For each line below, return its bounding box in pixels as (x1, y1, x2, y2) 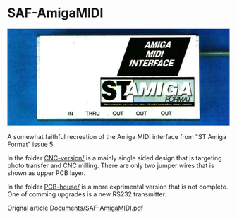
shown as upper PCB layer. (7, 169, 86, 177)
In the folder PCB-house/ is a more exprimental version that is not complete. (7, 182, 229, 191)
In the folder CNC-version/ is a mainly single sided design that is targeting (7, 154, 222, 162)
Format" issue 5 (7, 140, 54, 149)
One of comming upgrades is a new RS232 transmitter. (7, 190, 167, 199)
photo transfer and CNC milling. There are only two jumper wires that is (7, 161, 214, 170)
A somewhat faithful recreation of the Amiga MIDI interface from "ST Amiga (7, 133, 227, 141)
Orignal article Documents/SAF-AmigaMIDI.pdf (7, 203, 143, 213)
